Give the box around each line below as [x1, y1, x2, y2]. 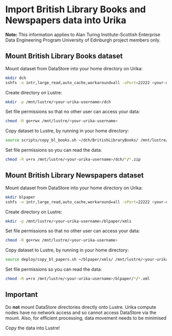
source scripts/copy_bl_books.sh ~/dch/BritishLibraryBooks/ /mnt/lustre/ [5, 137, 168, 143]
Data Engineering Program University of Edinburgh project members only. [5, 37, 161, 43]
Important [5, 290, 38, 299]
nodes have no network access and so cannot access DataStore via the [5, 309, 157, 315]
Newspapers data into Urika [5, 14, 126, 26]
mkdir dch [5, 75, 27, 81]
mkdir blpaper [5, 194, 36, 200]
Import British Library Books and [5, 4, 146, 15]
